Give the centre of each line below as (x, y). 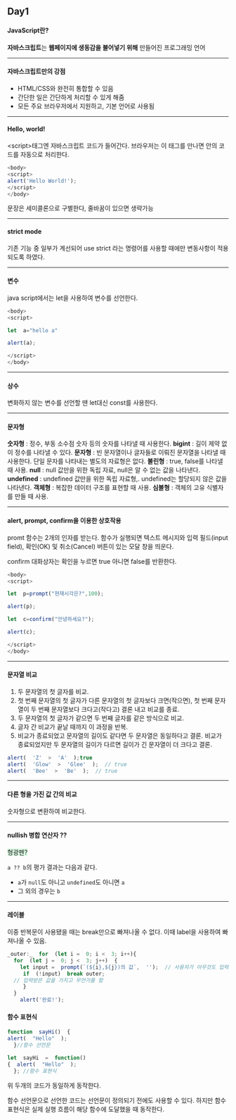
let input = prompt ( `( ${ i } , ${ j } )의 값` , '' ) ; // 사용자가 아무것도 (118, 967)
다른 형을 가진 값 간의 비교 (42, 794)
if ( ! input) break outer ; (64, 974)
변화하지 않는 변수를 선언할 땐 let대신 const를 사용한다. (83, 403)
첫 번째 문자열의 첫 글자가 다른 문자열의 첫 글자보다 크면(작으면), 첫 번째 (115, 700)
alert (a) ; (22, 343)
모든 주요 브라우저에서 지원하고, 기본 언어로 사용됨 (86, 106)
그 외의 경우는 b (39, 891)
